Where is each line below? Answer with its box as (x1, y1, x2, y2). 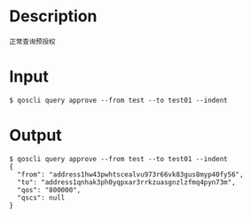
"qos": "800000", (17, 185, 82, 194)
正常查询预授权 (9, 37, 56, 46)
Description (9, 6, 98, 27)
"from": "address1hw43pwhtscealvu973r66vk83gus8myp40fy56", (17, 170, 244, 179)
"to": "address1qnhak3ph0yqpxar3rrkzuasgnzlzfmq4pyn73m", (17, 177, 237, 187)
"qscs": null (17, 193, 66, 202)
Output (9, 126, 62, 145)
